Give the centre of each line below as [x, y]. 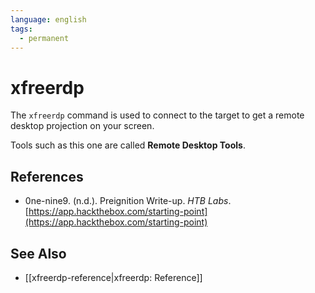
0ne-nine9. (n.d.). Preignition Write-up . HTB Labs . [128, 201]
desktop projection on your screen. [82, 126]
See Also [38, 253]
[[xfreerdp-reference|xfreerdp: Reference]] [113, 277]
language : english [48, 19]
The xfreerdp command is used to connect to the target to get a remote [157, 115]
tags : [21, 29]
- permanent [44, 38]
